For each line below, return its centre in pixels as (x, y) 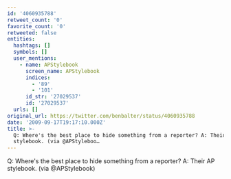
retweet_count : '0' (35, 20)
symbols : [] (31, 52)
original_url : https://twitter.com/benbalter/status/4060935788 (101, 116)
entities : (21, 39)
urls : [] (26, 109)
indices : (38, 77)
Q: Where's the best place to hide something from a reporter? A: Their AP (111, 161)
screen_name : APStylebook (62, 71)
